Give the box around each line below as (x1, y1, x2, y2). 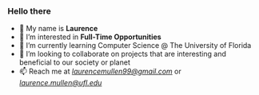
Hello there (7, 6, 51, 17)
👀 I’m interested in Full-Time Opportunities (18, 32, 161, 42)
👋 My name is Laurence (18, 24, 98, 34)
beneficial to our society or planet (18, 57, 131, 67)
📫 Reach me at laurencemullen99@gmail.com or (18, 66, 181, 77)
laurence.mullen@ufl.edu (18, 78, 102, 88)
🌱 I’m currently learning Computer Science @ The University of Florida (18, 41, 252, 50)
